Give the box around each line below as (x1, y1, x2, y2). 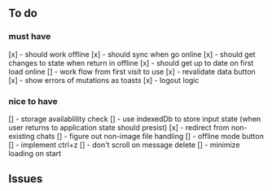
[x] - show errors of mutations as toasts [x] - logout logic (8, 75, 200, 85)
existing (8, 131, 35, 141)
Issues (8, 172, 43, 186)
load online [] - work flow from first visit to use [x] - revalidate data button (8, 67, 257, 76)
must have (8, 31, 51, 42)
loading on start (8, 148, 62, 158)
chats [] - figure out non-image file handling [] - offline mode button (36, 131, 265, 141)
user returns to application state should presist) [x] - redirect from (8, 122, 230, 132)
